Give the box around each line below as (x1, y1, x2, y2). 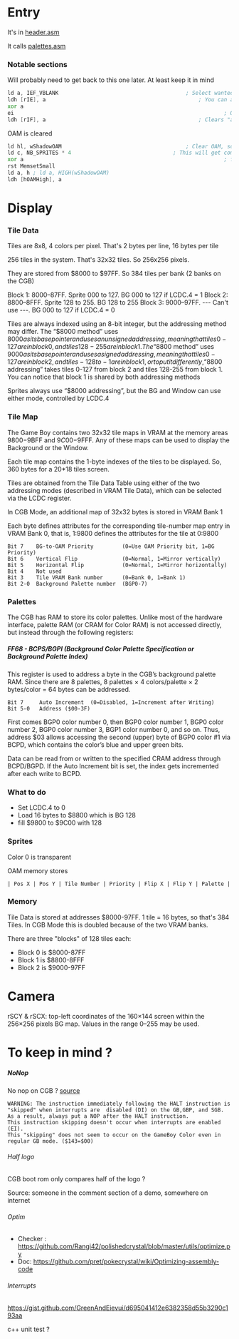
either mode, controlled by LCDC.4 (7, 394, 110, 403)
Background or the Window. (7, 443, 89, 452)
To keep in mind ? (7, 1044, 112, 1060)
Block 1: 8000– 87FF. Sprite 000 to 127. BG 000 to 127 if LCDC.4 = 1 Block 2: (7, 290, 228, 300)
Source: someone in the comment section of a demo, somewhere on (7, 1188, 208, 1197)
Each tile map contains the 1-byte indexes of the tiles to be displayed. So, (7, 457, 222, 466)
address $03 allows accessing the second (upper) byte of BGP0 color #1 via (7, 733, 231, 741)
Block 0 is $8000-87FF (17, 948, 86, 957)
